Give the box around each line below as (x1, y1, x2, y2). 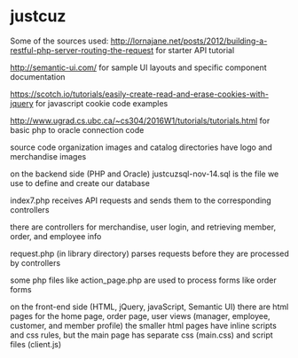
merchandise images (10, 151, 87, 161)
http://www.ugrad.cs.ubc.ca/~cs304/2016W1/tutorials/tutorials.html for (10, 115, 271, 126)
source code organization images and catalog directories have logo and (10, 142, 273, 152)
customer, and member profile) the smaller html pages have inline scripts (10, 320, 278, 331)
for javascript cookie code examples (35, 97, 169, 108)
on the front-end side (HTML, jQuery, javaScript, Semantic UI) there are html (10, 301, 289, 312)
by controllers (10, 257, 61, 268)
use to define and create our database (10, 177, 150, 188)
